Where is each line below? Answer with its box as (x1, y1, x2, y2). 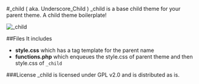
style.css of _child (15, 60, 62, 66)
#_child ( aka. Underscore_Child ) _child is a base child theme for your (6, 5, 181, 12)
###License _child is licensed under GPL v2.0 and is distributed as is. (6, 71, 180, 78)
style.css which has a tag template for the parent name (15, 47, 155, 54)
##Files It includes (6, 35, 53, 42)
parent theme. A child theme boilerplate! (6, 11, 107, 19)
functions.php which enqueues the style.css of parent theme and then (15, 53, 193, 60)
